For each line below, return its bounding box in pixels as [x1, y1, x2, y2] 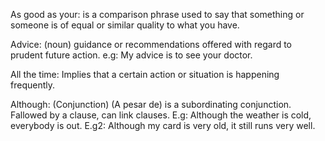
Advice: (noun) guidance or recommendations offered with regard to [10, 39, 293, 50]
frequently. [10, 79, 55, 91]
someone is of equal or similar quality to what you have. [10, 19, 240, 31]
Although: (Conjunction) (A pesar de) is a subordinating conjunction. [10, 99, 292, 110]
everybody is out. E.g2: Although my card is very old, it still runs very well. [10, 120, 316, 131]
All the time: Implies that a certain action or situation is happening [10, 69, 280, 80]
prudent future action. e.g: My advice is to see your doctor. [10, 49, 253, 61]
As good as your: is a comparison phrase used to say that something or [10, 9, 305, 20]
